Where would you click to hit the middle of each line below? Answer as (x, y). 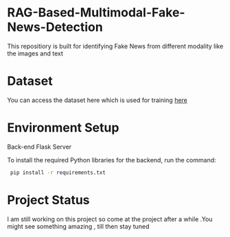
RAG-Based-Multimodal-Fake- (96, 13)
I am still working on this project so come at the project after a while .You (110, 219)
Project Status (49, 200)
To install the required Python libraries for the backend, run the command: (112, 160)
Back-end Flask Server (39, 147)
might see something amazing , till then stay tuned (78, 226)
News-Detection (55, 27)
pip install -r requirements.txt (58, 173)
